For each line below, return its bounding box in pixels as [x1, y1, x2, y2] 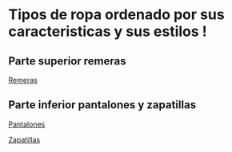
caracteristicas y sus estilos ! [8, 22, 208, 41]
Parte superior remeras [8, 54, 126, 68]
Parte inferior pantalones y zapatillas [8, 98, 197, 112]
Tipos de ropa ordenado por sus [8, 6, 226, 24]
